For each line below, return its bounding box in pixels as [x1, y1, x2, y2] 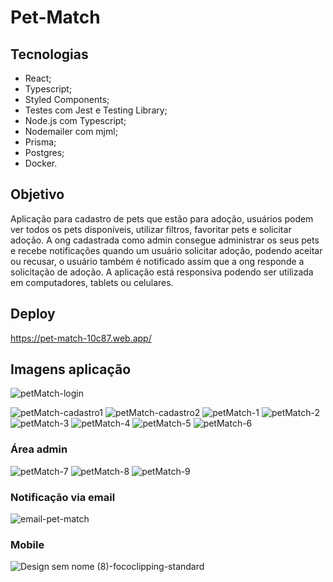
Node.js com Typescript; [24, 115, 127, 126]
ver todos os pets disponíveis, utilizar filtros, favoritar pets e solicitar [10, 223, 292, 235]
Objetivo [10, 186, 65, 203]
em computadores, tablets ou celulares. [10, 276, 174, 288]
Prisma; [24, 136, 57, 148]
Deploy [10, 306, 56, 323]
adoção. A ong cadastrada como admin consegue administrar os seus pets [10, 234, 320, 246]
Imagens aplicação [10, 361, 132, 378]
